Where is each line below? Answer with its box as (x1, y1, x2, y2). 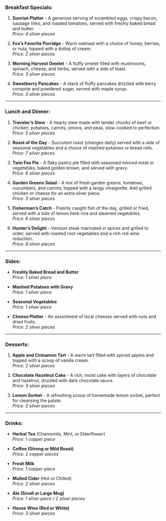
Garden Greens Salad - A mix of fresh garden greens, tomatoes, (12, 179, 144, 185)
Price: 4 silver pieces (12, 31, 55, 37)
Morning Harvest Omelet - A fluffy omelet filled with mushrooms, (12, 61, 146, 67)
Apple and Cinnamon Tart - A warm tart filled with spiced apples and (12, 352, 154, 358)
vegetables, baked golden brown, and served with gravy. (12, 165, 128, 171)
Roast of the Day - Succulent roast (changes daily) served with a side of (12, 139, 160, 145)
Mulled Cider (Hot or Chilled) (12, 476, 72, 481)
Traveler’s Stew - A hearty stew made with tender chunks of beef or (12, 119, 152, 125)
